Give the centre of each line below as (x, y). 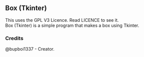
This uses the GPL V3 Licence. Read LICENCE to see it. (62, 20)
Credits (14, 38)
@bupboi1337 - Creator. (30, 49)
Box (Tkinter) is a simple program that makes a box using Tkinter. (72, 25)
